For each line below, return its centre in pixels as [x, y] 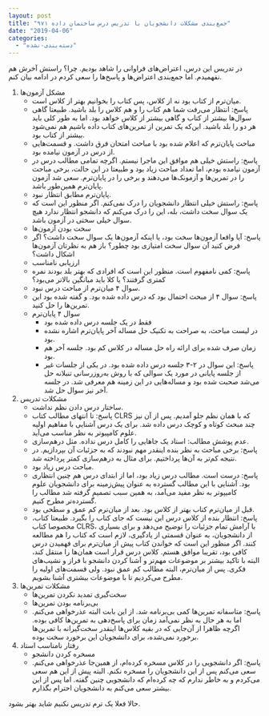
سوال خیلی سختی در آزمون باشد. [82, 220]
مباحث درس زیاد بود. [63, 467]
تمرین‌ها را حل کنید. [60, 305]
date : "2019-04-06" [41, 30]
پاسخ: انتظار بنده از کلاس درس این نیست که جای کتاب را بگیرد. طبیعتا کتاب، [145, 518]
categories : [28, 38]
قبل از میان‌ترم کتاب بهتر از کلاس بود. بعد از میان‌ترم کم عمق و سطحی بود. [143, 509]
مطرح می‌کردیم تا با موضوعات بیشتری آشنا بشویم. [107, 577]
